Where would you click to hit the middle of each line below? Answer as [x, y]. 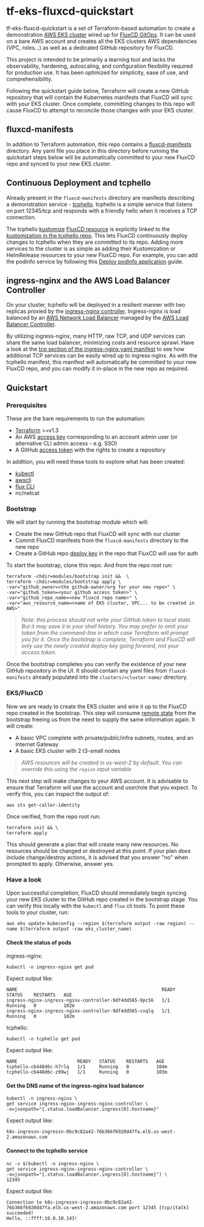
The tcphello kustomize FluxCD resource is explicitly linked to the [88, 229]
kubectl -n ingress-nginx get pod [50, 967]
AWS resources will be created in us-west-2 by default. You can [102, 763]
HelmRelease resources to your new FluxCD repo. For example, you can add [102, 255]
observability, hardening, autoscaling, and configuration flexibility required [100, 66]
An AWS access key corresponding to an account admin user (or [96, 437]
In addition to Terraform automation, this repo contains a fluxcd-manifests [99, 144]
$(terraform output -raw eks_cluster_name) [76, 929]
